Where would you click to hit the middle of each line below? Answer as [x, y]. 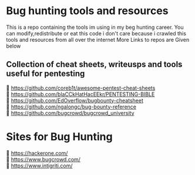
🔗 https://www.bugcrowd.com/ [43, 159]
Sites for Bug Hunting [59, 136]
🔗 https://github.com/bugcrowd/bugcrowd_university [70, 113]
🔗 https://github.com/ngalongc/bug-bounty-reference [71, 107]
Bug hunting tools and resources [87, 11]
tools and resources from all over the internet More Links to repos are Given [98, 39]
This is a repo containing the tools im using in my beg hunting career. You [95, 27]
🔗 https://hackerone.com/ [37, 153]
